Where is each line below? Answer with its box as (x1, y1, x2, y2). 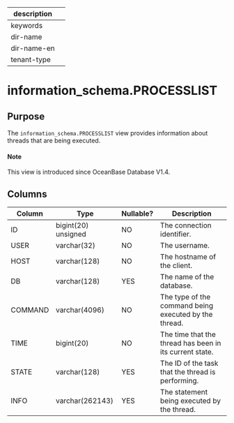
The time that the (159, 329, 216, 339)
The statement (159, 387, 208, 397)
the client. (159, 261, 193, 271)
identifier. (159, 230, 192, 239)
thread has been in (159, 339, 221, 348)
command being (159, 301, 214, 311)
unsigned (55, 230, 87, 239)
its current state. (159, 347, 214, 357)
